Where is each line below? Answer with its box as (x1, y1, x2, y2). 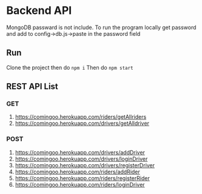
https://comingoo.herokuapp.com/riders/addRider (15, 168, 141, 175)
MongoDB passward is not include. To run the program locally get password (6, 24, 197, 31)
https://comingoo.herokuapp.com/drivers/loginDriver (15, 155, 148, 162)
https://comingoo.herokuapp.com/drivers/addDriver (15, 149, 146, 156)
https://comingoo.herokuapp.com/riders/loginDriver (15, 181, 145, 188)
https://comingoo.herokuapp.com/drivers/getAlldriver (15, 119, 150, 127)
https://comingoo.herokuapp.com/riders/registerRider (15, 174, 150, 182)
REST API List (6, 81, 59, 92)
